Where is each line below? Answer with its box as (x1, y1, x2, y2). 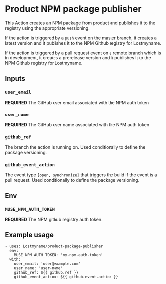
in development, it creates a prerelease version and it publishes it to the (5, 55, 151, 60)
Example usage (5, 230, 54, 239)
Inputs (5, 74, 26, 83)
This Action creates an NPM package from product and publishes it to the (5, 20, 156, 26)
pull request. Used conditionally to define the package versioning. (5, 177, 140, 183)
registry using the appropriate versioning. (5, 25, 90, 31)
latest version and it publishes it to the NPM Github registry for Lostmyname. (5, 40, 161, 46)
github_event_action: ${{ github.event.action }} (14, 274, 119, 280)
